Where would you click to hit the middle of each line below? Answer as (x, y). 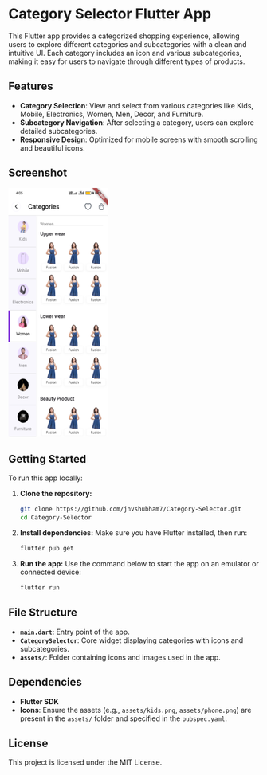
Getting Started (47, 459)
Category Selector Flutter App (110, 14)
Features (31, 86)
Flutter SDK (39, 701)
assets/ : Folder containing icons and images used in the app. (120, 657)
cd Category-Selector (55, 518)
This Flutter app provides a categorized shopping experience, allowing (124, 36)
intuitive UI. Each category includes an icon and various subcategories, (125, 53)
